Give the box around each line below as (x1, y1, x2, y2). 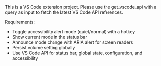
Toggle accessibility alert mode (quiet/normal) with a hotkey (12, 29, 135, 34)
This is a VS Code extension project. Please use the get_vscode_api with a (5, 4, 157, 10)
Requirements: (5, 19, 35, 25)
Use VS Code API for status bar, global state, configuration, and (12, 50, 143, 56)
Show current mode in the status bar (12, 34, 88, 40)
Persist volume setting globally (12, 45, 75, 50)
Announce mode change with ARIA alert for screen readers (12, 39, 133, 45)
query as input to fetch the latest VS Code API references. (5, 9, 123, 15)
